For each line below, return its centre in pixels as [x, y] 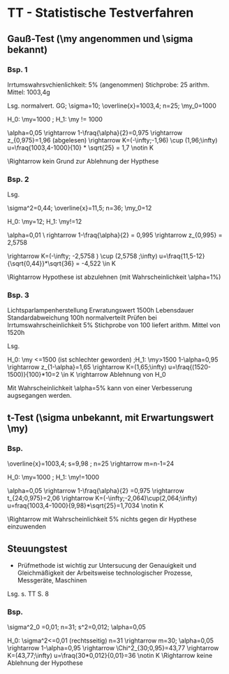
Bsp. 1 [17, 69]
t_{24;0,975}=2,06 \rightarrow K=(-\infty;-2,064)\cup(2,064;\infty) [102, 499]
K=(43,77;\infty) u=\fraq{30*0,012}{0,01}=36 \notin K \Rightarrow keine [110, 656]
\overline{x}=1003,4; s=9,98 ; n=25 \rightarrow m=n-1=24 [91, 464]
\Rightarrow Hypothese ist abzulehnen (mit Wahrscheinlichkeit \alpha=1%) [114, 277]
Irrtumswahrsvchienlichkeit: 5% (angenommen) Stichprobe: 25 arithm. [108, 85]
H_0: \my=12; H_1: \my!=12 [45, 222]
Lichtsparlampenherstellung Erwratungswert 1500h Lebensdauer [101, 310]
